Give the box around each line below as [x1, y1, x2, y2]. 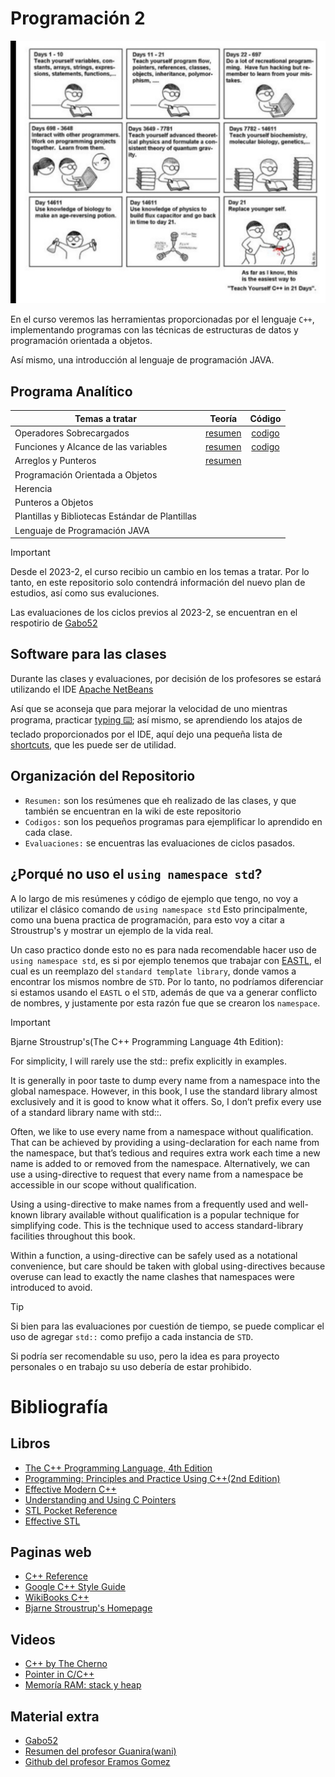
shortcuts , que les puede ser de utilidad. [10, 738, 177, 751]
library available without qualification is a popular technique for [39, 1208, 300, 1221]
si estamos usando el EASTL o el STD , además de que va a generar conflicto [10, 986, 318, 998]
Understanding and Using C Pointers [24, 1493, 177, 1506]
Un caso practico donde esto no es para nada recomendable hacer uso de [10, 943, 317, 956]
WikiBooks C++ [24, 1592, 90, 1604]
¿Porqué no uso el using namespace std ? [10, 866, 263, 883]
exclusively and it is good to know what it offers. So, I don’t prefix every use [10, 1095, 322, 1107]
